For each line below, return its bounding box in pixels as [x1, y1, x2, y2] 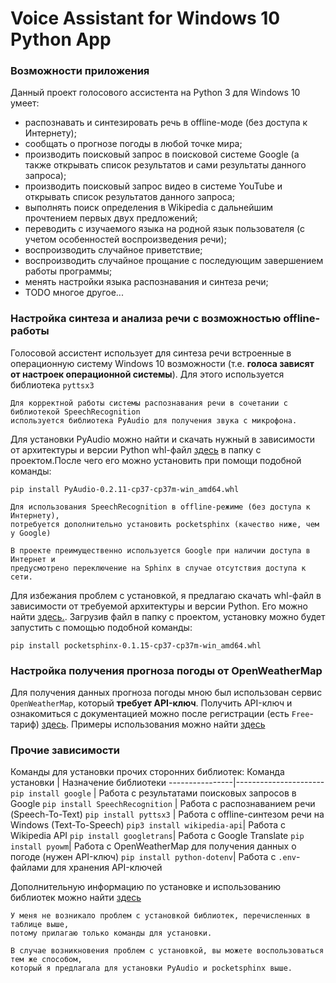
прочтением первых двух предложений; [24, 212, 198, 224]
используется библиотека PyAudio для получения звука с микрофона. [10, 415, 298, 426]
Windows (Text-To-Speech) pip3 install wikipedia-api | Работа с [10, 819, 287, 831]
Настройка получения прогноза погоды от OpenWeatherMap [10, 663, 323, 677]
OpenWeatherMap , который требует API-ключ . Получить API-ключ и [10, 697, 293, 709]
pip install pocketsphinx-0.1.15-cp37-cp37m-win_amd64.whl [10, 640, 262, 651]
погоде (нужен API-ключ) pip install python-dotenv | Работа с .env [10, 851, 297, 863]
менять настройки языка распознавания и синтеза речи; [24, 276, 269, 288]
